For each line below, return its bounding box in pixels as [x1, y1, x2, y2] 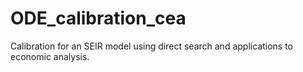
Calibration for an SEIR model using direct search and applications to [10, 40, 293, 52]
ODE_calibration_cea [10, 7, 187, 30]
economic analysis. [10, 50, 90, 62]
